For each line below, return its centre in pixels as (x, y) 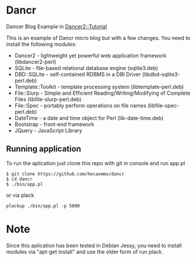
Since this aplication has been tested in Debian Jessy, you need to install (94, 245)
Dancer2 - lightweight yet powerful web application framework (91, 55)
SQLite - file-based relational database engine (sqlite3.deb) (86, 68)
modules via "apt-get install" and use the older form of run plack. (85, 252)
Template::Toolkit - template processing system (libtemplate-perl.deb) (99, 86)
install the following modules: (41, 44)
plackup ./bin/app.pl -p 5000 (43, 206)
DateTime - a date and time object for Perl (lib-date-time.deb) (89, 118)
